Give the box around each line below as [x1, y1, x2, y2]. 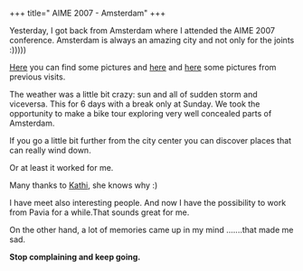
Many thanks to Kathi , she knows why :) [9, 180, 158, 191]
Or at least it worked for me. [9, 163, 114, 173]
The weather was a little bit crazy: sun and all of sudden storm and [9, 89, 258, 99]
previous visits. [9, 71, 66, 82]
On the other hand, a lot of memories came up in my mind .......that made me [9, 225, 294, 235]
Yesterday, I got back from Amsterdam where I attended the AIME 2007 [9, 25, 276, 35]
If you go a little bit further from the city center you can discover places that [9, 135, 292, 145]
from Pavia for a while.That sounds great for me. [9, 207, 190, 218]
